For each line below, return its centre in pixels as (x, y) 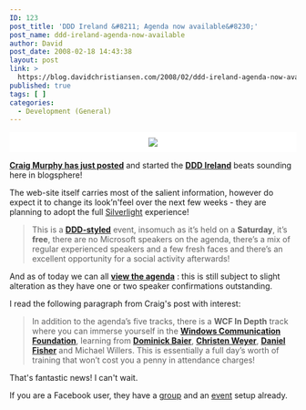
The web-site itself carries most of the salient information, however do (142, 193)
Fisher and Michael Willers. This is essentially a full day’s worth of (155, 351)
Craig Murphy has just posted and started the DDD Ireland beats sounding (151, 166)
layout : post (34, 60)
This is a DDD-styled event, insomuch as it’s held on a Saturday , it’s (159, 230)
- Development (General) (65, 111)
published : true (40, 86)
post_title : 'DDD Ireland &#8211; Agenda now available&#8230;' (134, 26)
